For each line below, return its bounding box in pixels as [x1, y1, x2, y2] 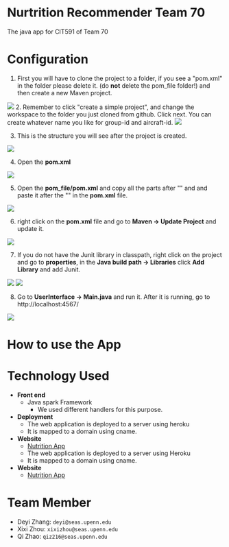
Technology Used [7, 368, 110, 384]
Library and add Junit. [16, 265, 81, 273]
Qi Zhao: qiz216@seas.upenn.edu [16, 532, 108, 540]
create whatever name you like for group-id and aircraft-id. [7, 118, 173, 126]
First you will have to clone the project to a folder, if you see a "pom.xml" [16, 74, 223, 82]
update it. [16, 224, 45, 232]
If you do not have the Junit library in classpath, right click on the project [16, 250, 223, 258]
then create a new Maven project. [16, 88, 112, 97]
